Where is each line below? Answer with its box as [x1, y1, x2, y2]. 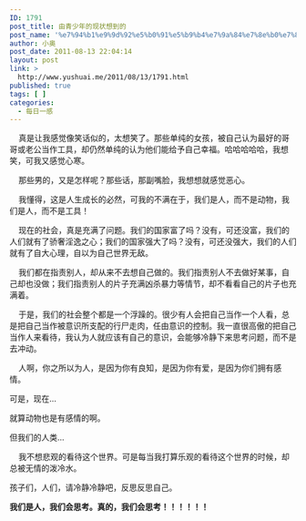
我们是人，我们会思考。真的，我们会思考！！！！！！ [9, 502, 209, 513]
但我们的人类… [9, 432, 66, 443]
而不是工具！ [40, 206, 89, 217]
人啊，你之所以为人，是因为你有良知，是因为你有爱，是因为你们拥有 [17, 363, 274, 373]
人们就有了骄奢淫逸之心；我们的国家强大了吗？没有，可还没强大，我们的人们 [9, 236, 297, 247]
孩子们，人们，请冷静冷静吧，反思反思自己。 [9, 482, 178, 493]
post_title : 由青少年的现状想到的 [9, 22, 127, 31]
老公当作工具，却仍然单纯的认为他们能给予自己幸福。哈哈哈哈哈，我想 [25, 144, 289, 155]
